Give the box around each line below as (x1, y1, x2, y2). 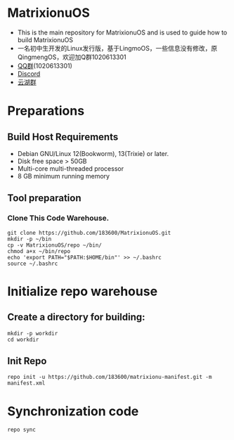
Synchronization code (7, 403, 139, 419)
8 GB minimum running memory (17, 172, 110, 180)
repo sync (7, 427, 37, 434)
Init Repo (7, 355, 47, 367)
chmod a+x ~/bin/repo (7, 247, 71, 254)
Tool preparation (7, 192, 82, 205)
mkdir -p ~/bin (7, 235, 52, 242)
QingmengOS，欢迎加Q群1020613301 (17, 53, 126, 61)
